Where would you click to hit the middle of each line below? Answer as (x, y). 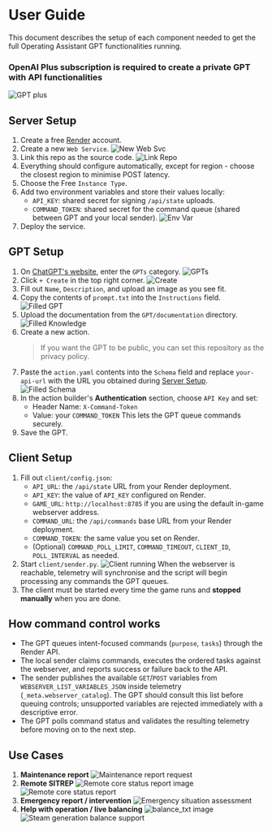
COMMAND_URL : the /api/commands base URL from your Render (132, 521)
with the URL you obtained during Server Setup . (128, 380)
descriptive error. (49, 712)
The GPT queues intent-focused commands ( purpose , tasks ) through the (141, 643)
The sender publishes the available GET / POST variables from (119, 678)
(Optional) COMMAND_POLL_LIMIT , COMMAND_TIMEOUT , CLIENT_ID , (132, 547)
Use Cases (36, 755)
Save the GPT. (44, 432)
